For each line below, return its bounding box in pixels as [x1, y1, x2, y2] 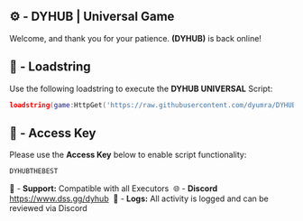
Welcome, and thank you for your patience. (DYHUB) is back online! [9, 32, 262, 43]
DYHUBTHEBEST [9, 167, 59, 176]
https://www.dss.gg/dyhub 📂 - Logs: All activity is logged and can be [9, 193, 269, 204]
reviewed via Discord [9, 203, 87, 214]
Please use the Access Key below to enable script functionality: [9, 150, 247, 161]
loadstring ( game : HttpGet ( [9, 100, 106, 109]
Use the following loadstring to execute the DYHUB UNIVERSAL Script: [9, 83, 273, 94]
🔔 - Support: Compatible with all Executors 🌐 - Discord [9, 183, 218, 194]
